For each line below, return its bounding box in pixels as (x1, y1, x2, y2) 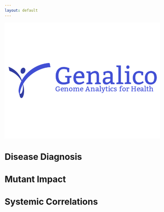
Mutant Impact (4, 174, 66, 184)
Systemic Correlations (4, 196, 98, 208)
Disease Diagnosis (4, 151, 82, 162)
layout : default (4, 8, 38, 13)
